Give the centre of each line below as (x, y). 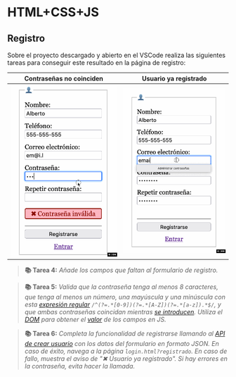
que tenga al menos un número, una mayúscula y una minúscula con (125, 297)
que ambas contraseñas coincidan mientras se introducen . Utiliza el (123, 312)
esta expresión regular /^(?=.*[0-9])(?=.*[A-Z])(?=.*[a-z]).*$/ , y (123, 304)
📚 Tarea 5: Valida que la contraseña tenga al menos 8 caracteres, (122, 287)
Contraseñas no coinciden (64, 78)
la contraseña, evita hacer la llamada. (80, 366)
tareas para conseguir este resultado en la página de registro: (97, 63)
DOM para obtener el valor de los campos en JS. (95, 320)
